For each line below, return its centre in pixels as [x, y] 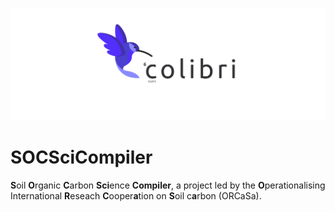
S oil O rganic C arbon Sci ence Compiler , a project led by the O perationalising [168, 185]
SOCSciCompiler [81, 157]
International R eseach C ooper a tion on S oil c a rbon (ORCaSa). [136, 195]
